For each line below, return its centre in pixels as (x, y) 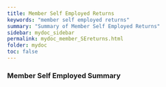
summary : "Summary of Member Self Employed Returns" (84, 26)
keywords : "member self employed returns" (68, 20)
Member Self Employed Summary (64, 75)
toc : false (23, 52)
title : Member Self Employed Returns (61, 13)
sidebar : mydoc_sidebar (41, 33)
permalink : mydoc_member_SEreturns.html (66, 39)
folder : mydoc (27, 45)
